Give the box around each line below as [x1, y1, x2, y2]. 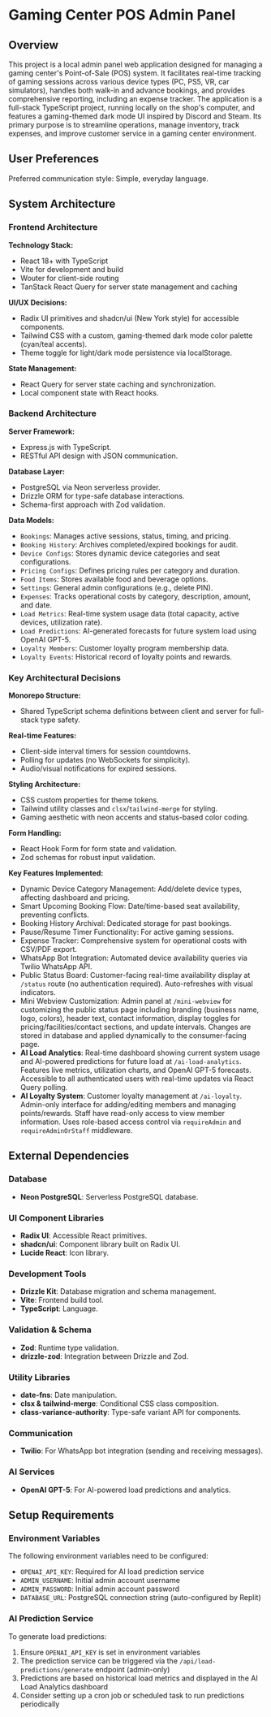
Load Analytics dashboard [19, 1681, 108, 1691]
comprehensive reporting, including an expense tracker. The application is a [8, 94, 263, 103]
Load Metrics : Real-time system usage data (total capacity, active [19, 608, 239, 618]
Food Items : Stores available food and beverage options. [19, 574, 209, 584]
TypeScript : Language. [19, 1304, 99, 1313]
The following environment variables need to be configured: [8, 1551, 209, 1561]
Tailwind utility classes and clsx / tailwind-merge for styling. [19, 804, 218, 814]
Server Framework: [8, 426, 75, 436]
